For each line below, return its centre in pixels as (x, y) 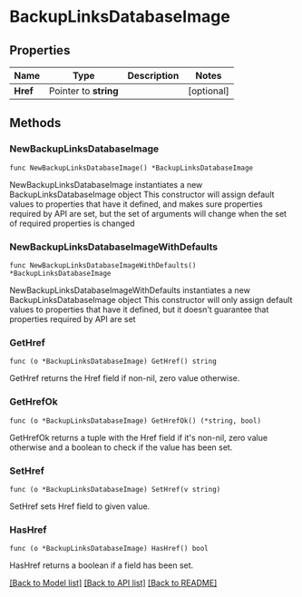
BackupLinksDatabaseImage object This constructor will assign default (142, 194)
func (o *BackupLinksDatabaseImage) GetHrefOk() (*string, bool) (135, 421)
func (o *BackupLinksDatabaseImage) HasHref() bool (109, 549)
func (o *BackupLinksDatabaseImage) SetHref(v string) (115, 489)
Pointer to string (84, 91)
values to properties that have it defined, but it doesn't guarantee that (139, 309)
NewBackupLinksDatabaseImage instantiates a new (106, 184)
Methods (35, 123)
